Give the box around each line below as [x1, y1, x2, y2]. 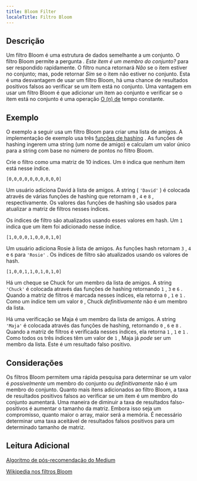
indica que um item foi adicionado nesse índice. [6, 223, 122, 230]
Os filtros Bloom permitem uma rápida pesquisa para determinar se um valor [6, 373, 192, 381]
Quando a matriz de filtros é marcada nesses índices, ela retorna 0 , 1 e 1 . [6, 292, 186, 299]
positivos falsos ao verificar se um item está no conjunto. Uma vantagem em [6, 83, 192, 90]
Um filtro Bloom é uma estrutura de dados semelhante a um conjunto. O [6, 51, 181, 59]
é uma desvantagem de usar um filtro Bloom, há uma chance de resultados [6, 77, 188, 84]
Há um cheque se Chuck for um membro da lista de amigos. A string [6, 279, 172, 286]
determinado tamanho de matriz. [6, 423, 85, 431]
